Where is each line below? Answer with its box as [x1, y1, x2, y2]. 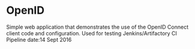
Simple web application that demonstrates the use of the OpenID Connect [6, 23, 189, 30]
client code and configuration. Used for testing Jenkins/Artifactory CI [6, 29, 177, 36]
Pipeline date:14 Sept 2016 [6, 36, 72, 43]
